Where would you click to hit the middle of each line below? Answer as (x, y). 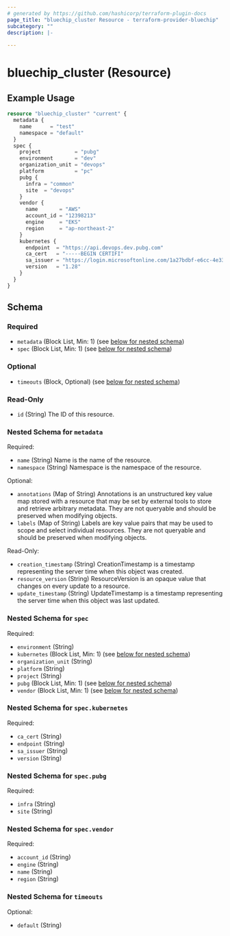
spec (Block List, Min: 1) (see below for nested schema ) (94, 349)
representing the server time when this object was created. (100, 571)
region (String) (38, 879)
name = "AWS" (53, 210)
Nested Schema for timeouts (55, 897)
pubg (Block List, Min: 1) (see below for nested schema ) (94, 683)
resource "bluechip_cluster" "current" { (67, 114)
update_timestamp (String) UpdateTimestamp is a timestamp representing (120, 593)
